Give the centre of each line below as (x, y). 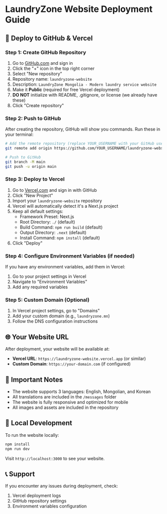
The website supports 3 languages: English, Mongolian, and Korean (82, 391)
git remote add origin (29, 148)
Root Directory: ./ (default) (47, 222)
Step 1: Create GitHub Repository (46, 52)
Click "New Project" (33, 195)
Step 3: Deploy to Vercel (35, 179)
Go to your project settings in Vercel (49, 276)
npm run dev (17, 449)
